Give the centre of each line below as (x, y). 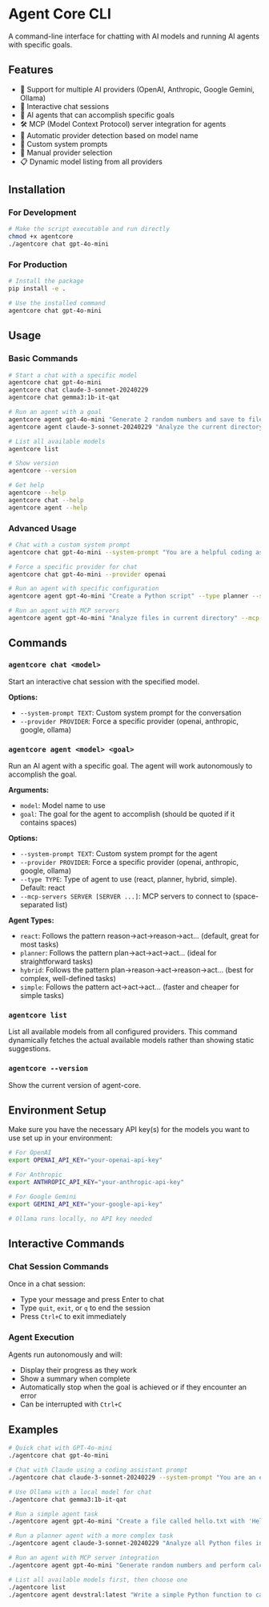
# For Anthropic (35, 1175)
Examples (33, 1429)
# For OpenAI (30, 1153)
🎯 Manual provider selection (66, 152)
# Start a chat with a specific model (73, 375)
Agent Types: (31, 920)
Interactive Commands (66, 1243)
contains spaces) (48, 822)
